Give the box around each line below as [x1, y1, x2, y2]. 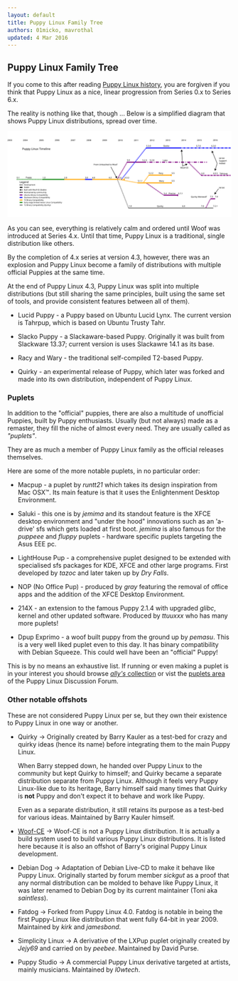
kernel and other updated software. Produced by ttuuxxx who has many [17, 611, 229, 620]
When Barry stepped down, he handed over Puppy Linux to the [17, 761, 202, 769]
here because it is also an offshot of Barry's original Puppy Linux [17, 841, 207, 851]
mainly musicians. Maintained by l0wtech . [17, 965, 141, 974]
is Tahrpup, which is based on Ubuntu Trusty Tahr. [17, 318, 166, 327]
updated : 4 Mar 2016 [7, 34, 69, 41]
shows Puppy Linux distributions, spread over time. [7, 117, 158, 125]
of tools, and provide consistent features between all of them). [7, 297, 190, 306]
